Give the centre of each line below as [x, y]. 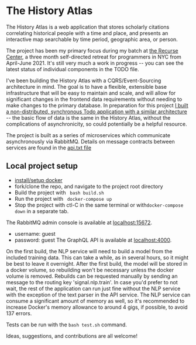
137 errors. [19, 313]
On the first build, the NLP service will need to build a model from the [89, 251]
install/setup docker [38, 180]
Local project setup [42, 166]
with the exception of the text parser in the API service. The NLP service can [98, 295]
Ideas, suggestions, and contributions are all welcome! [72, 336]
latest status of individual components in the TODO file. [73, 69]
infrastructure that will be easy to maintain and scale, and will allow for [91, 93]
